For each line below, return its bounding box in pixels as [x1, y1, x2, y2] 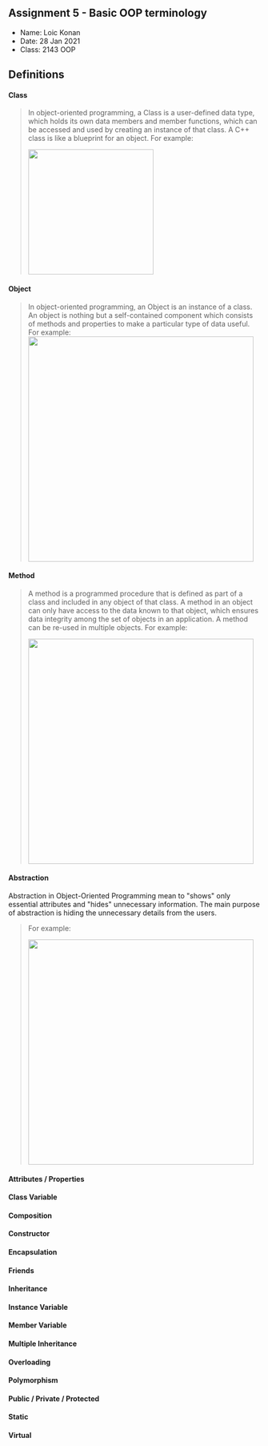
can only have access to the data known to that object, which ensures [27, 605, 258, 615]
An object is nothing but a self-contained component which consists [27, 310, 254, 319]
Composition [8, 1211, 52, 1220]
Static [8, 1412, 29, 1422]
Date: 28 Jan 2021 [19, 36, 81, 46]
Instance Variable [8, 1302, 68, 1311]
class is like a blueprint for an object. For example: [27, 134, 194, 143]
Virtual [8, 1430, 32, 1440]
